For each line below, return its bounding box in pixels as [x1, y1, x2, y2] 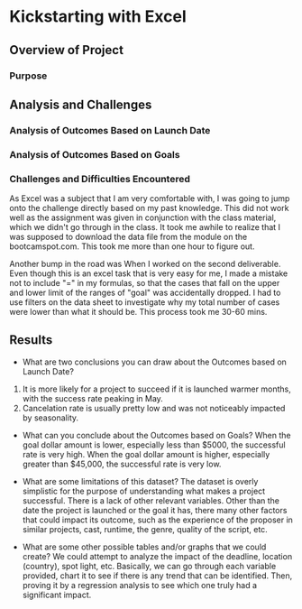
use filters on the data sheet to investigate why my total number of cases [9, 297, 280, 308]
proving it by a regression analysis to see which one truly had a [22, 579, 258, 590]
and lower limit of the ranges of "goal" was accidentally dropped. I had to [9, 287, 281, 299]
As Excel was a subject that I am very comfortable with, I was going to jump [9, 193, 290, 204]
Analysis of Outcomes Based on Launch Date [9, 124, 211, 136]
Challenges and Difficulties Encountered [9, 172, 191, 185]
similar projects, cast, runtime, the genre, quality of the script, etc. [22, 523, 268, 534]
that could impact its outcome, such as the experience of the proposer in [22, 514, 293, 525]
